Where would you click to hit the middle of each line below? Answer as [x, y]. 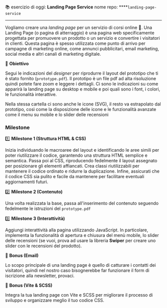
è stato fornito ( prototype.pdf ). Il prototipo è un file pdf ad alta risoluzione [81, 78]
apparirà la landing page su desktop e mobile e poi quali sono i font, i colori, [83, 89]
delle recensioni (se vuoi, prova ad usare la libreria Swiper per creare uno [81, 241]
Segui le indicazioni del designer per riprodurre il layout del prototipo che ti [82, 73]
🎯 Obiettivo [17, 63]
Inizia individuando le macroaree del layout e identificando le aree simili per [82, 150]
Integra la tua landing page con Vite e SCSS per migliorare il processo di [79, 295]
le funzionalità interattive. [31, 94]
